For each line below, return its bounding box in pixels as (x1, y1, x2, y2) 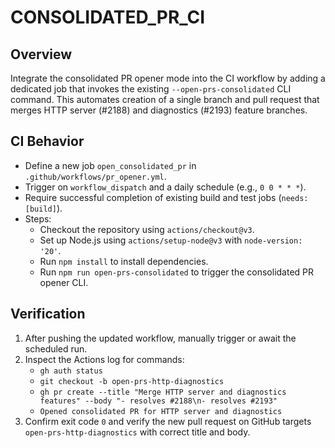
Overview (10, 46, 73, 63)
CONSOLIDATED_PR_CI (10, 6, 206, 29)
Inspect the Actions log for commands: (24, 353, 185, 365)
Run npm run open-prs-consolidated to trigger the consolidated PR (39, 266, 315, 278)
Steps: (24, 212, 52, 225)
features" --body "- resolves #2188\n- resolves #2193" (39, 396, 278, 406)
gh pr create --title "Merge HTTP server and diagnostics (39, 387, 287, 397)
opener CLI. (39, 276, 89, 288)
